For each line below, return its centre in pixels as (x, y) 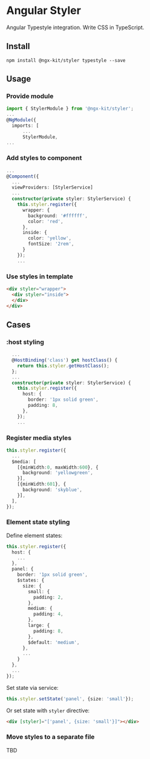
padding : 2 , (48, 597)
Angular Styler (44, 11)
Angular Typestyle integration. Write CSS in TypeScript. (75, 27)
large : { (39, 626)
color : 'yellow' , (50, 238)
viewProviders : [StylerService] (53, 188)
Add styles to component (44, 158)
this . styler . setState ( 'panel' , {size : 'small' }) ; (70, 699)
